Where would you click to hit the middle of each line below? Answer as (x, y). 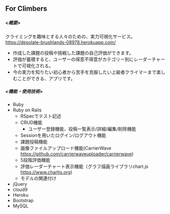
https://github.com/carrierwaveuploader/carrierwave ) (77, 154)
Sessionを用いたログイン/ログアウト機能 (63, 135)
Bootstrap (23, 201)
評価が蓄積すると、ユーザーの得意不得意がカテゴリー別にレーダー (82, 60)
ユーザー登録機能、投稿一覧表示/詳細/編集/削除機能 (82, 129)
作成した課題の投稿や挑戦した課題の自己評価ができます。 (73, 53)
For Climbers (26, 9)
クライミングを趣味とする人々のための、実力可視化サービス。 (70, 36)
